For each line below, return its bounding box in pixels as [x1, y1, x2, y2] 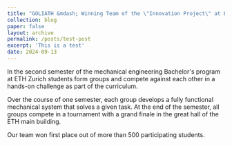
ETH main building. [7, 117, 61, 125]
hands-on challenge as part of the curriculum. [7, 82, 138, 90]
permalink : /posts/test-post [7, 36, 91, 43]
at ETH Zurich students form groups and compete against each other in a [7, 74, 215, 83]
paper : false [7, 23, 45, 30]
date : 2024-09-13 [7, 49, 57, 56]
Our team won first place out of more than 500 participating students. [7, 130, 205, 138]
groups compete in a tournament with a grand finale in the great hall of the [7, 109, 219, 118]
